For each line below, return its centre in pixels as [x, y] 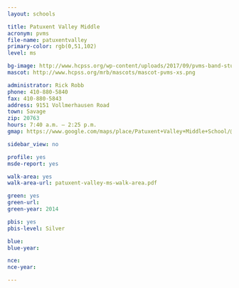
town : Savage [27, 112]
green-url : [23, 203]
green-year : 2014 [33, 209]
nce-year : [22, 267]
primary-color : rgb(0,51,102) [52, 47]
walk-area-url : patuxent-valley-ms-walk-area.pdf [83, 183]
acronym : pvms [28, 33]
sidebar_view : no [33, 144]
